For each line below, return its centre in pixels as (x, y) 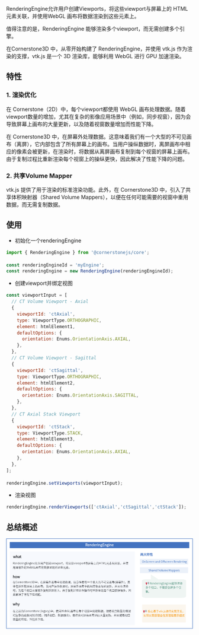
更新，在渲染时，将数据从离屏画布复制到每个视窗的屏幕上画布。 (115, 151)
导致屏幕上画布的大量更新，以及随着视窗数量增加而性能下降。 (81, 124)
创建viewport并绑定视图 (44, 283)
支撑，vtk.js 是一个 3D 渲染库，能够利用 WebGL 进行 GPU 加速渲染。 (100, 56)
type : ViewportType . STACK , (50, 433)
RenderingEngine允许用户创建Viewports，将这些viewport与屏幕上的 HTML (97, 9)
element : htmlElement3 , (46, 439)
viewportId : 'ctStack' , (46, 427)
